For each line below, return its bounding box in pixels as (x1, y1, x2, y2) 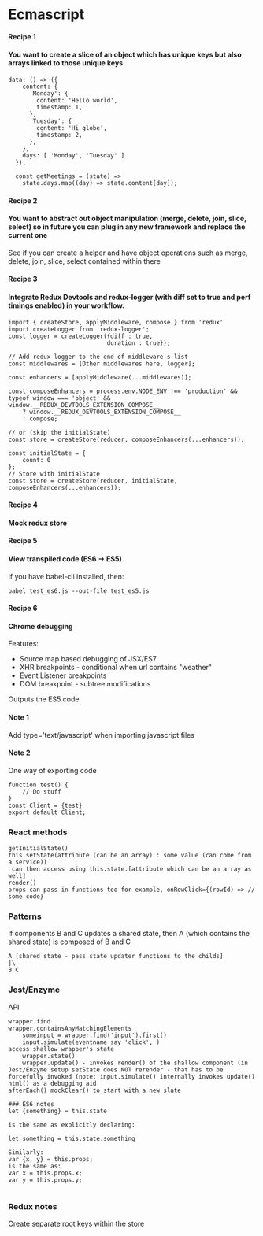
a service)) (8, 858, 47, 867)
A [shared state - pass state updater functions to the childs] (8, 953, 224, 960)
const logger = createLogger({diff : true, (8, 332, 154, 340)
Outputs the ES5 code (8, 694, 80, 704)
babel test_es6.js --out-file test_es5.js (8, 587, 150, 595)
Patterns (8, 911, 42, 922)
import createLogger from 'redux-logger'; (8, 325, 150, 333)
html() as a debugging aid (8, 1079, 97, 1087)
